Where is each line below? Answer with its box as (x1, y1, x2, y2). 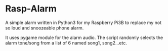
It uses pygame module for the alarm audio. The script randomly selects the (5, 34, 163, 40)
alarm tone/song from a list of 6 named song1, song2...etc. (5, 39, 128, 45)
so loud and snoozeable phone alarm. (5, 24, 84, 30)
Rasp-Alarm (5, 3, 57, 14)
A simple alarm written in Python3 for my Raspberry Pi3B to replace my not (5, 19, 162, 25)
